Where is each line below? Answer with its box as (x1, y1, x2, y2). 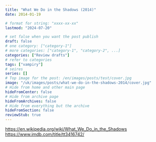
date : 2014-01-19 (5, 12, 41, 17)
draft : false (5, 39, 32, 44)
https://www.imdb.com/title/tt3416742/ (5, 132, 85, 137)
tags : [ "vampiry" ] (5, 62, 43, 67)
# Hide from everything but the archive (5, 103, 90, 108)
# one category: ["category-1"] (5, 44, 72, 48)
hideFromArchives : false (5, 98, 56, 104)
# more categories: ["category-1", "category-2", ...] (5, 48, 121, 53)
